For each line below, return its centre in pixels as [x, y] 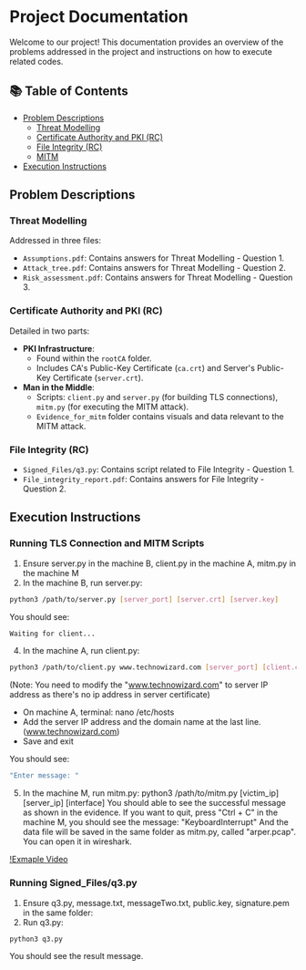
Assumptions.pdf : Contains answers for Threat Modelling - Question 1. [153, 258]
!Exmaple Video [39, 860]
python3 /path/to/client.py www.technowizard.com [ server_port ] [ [138, 667]
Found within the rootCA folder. [94, 358]
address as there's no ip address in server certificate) [110, 695]
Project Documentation [99, 17]
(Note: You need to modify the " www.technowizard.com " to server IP [139, 685]
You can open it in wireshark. [77, 841]
